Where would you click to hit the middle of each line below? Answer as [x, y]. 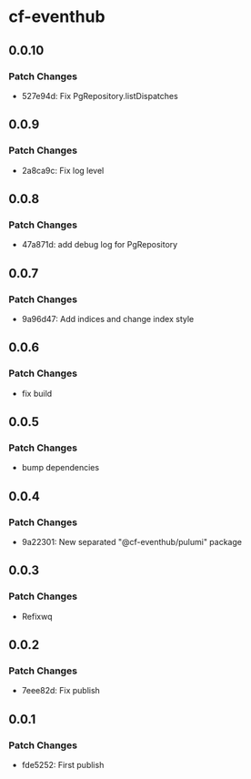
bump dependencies [60, 468]
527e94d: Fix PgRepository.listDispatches [100, 96]
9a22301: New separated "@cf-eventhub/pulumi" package [132, 542]
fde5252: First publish [63, 765]
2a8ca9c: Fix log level [63, 170]
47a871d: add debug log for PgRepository [100, 245]
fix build [37, 393]
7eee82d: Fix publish [61, 691]
